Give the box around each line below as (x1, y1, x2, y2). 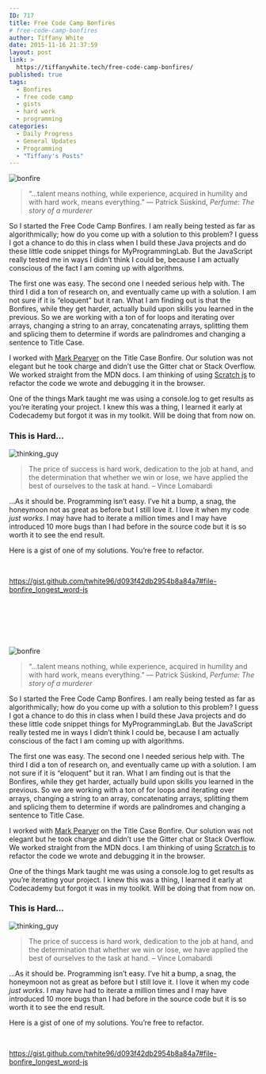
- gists (16, 100, 42, 108)
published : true (9, 71, 63, 79)
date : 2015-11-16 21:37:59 (9, 41, 98, 49)
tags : (9, 78, 27, 86)
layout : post (9, 48, 52, 56)
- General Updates (16, 137, 78, 145)
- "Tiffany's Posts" (16, 152, 84, 160)
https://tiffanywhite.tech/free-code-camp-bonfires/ (16, 64, 194, 71)
